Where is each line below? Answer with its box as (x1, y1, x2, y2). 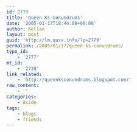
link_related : (6, 71, 43, 77)
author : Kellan (6, 26, 45, 32)
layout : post (6, 32, 40, 38)
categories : (6, 94, 37, 100)
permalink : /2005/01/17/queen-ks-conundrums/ (6, 43, 124, 49)
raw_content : (6, 83, 40, 89)
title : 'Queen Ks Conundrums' (6, 15, 83, 21)
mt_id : (6, 60, 23, 66)
